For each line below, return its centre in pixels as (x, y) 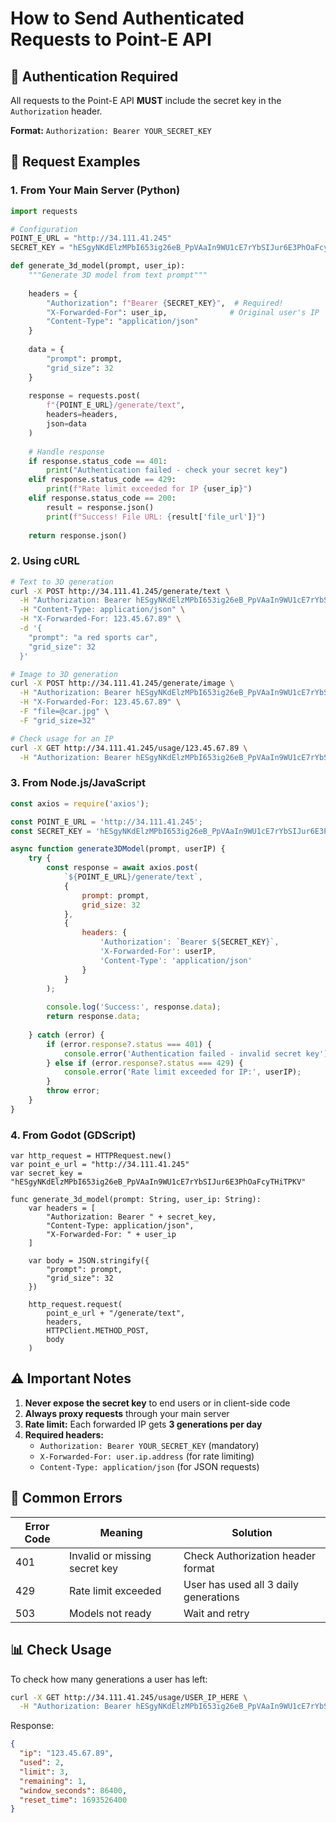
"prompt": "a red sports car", (93, 637)
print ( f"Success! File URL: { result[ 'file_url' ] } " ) (156, 517)
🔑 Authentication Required (94, 76)
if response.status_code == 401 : (98, 461)
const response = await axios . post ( (122, 868)
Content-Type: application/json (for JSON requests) (149, 1466)
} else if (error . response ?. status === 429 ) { (145, 1063)
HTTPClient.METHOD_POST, (98, 1331)
